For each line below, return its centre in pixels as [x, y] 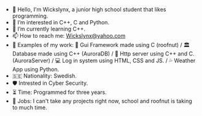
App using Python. [36, 69]
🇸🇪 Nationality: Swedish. [44, 76]
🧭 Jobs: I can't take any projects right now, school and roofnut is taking [102, 101]
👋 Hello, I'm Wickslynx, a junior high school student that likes [89, 9]
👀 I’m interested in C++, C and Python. [60, 22]
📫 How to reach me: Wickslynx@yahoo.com [69, 36]
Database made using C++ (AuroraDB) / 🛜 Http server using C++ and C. [103, 54]
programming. [30, 16]
